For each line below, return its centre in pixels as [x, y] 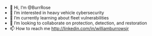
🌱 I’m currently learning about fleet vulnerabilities [59, 18]
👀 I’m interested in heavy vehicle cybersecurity [57, 13]
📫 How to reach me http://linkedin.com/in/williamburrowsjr [69, 28]
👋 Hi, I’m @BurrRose [30, 8]
